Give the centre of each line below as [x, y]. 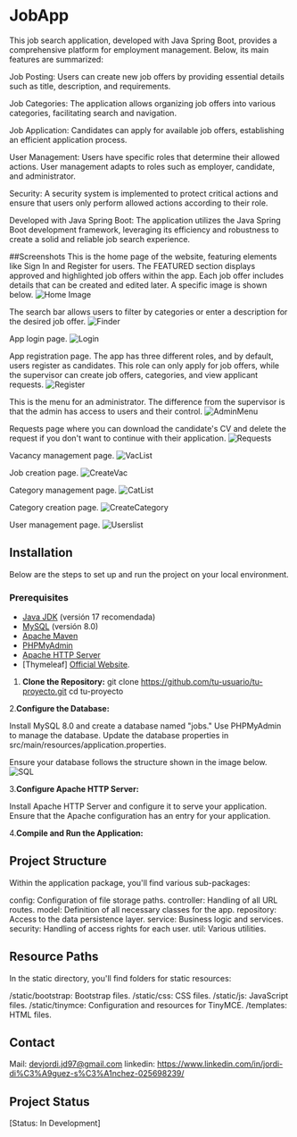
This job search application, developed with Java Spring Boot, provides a [144, 40]
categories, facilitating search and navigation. [93, 113]
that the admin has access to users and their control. [106, 411]
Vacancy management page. [62, 455]
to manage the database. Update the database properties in [119, 736]
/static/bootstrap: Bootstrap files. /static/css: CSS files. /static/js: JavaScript [149, 995]
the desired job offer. [48, 321]
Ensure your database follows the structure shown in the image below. [138, 762]
